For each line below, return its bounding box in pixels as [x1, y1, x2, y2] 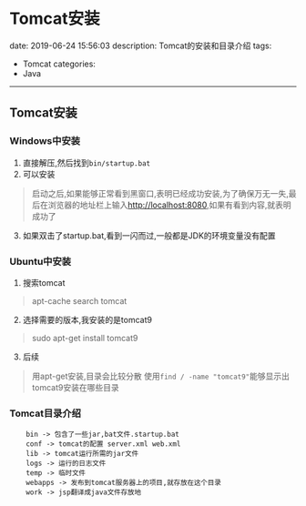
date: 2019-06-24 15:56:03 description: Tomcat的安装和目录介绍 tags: [9, 40, 272, 51]
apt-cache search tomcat [31, 295, 127, 306]
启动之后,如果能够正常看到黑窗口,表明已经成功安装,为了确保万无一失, [31, 187, 289, 198]
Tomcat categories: [22, 58, 96, 69]
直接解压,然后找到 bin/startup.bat [22, 157, 151, 168]
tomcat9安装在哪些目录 [31, 381, 120, 392]
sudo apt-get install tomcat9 [31, 332, 138, 343]
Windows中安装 [9, 135, 80, 147]
